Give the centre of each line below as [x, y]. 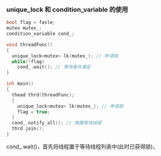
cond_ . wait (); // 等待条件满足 [54, 67]
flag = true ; [34, 112]
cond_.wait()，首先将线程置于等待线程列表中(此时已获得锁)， [82, 146]
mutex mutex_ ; [24, 28]
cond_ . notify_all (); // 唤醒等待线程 [57, 123]
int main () [20, 84]
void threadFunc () [29, 44]
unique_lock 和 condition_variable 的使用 [67, 9]
